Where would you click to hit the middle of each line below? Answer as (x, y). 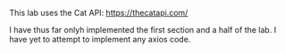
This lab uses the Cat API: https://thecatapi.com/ (99, 13)
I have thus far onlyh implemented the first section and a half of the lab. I (143, 30)
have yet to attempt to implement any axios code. (100, 39)
